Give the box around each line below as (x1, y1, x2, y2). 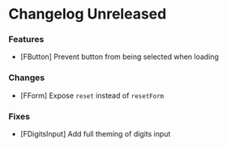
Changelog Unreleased (8, 5, 167, 23)
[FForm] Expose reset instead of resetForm (19, 90, 165, 100)
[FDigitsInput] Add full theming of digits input (19, 129, 171, 139)
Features (8, 34, 45, 45)
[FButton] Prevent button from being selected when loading (19, 52, 219, 61)
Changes (8, 72, 45, 83)
